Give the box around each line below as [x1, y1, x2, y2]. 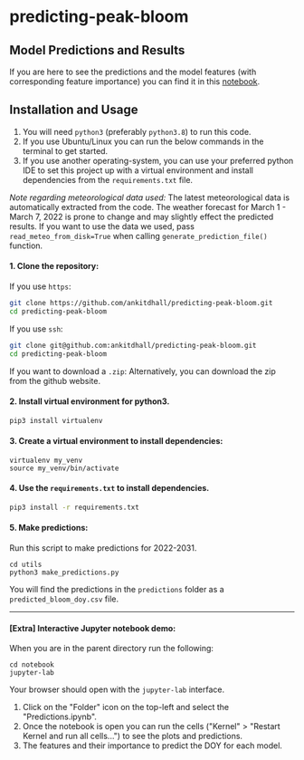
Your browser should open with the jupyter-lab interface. [9, 684, 224, 695]
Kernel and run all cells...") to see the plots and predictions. [22, 731, 242, 742]
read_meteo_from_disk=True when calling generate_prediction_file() [9, 230, 269, 241]
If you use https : [9, 281, 71, 292]
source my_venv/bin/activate [9, 464, 119, 473]
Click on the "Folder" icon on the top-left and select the [22, 702, 229, 713]
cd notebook [9, 660, 54, 669]
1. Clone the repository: [9, 261, 100, 272]
